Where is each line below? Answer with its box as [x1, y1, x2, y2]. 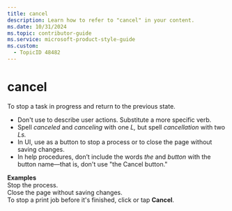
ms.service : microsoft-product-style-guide [7, 36, 136, 43]
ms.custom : [7, 42, 39, 49]
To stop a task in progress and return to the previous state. [7, 102, 176, 110]
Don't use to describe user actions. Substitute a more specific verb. [17, 116, 212, 124]
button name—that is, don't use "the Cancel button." [17, 159, 168, 168]
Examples [7, 173, 37, 182]
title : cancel [7, 10, 49, 17]
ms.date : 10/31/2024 [7, 23, 68, 30]
